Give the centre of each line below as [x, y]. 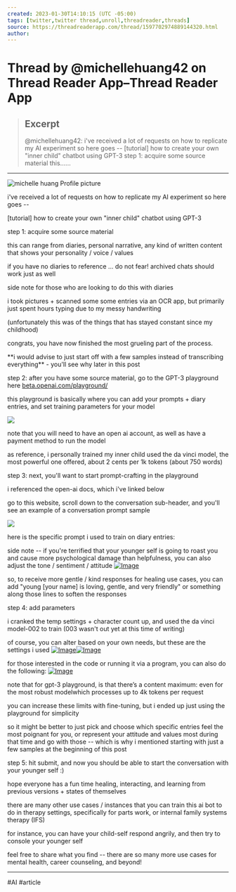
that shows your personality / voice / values [70, 253]
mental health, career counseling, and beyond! [75, 862]
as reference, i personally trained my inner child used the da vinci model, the [118, 455]
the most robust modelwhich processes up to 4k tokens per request [105, 692]
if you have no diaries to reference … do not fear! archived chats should [111, 266]
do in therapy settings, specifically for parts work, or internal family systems [117, 813]
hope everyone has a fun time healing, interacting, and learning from [106, 784]
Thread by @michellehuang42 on [107, 68]
